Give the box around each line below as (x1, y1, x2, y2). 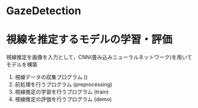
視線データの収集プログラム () (14, 74, 88, 81)
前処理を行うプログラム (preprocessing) (14, 81, 113, 88)
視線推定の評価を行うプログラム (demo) (14, 96, 112, 103)
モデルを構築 (6, 61, 37, 68)
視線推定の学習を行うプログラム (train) (14, 89, 109, 96)
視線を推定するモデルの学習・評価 (6, 33, 173, 47)
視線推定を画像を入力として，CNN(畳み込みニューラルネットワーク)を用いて (6, 54, 193, 61)
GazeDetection (6, 4, 81, 18)
